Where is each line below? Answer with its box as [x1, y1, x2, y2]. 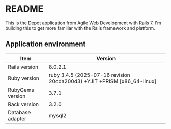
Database [8, 109, 31, 116]
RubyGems [8, 86, 34, 93]
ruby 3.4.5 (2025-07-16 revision [48, 71, 131, 78]
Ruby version [8, 74, 39, 81]
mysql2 [48, 112, 67, 119]
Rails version [8, 63, 39, 70]
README [5, 3, 44, 15]
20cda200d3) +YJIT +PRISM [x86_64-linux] [48, 78, 157, 85]
